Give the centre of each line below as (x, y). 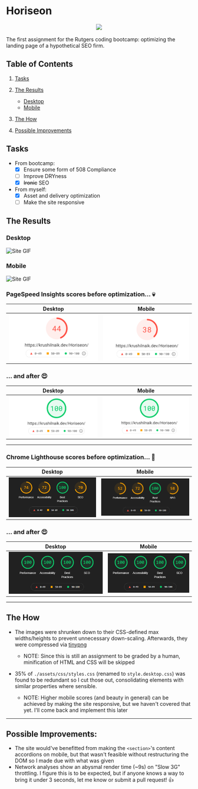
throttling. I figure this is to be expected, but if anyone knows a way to (99, 773)
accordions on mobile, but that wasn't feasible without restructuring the (101, 755)
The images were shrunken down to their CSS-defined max (87, 632)
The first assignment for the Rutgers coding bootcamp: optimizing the (91, 39)
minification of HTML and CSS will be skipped (79, 662)
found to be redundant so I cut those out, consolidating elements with (99, 680)
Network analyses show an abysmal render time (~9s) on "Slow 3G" (98, 767)
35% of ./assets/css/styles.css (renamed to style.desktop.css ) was (100, 673)
